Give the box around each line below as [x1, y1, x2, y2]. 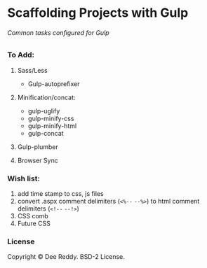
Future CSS [17, 219, 51, 228]
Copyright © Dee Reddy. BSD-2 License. [7, 253, 125, 261]
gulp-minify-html [27, 121, 77, 130]
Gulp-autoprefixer [27, 79, 80, 88]
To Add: [7, 50, 35, 60]
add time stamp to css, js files [17, 190, 104, 198]
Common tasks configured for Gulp [7, 28, 110, 36]
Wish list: [7, 174, 41, 183]
